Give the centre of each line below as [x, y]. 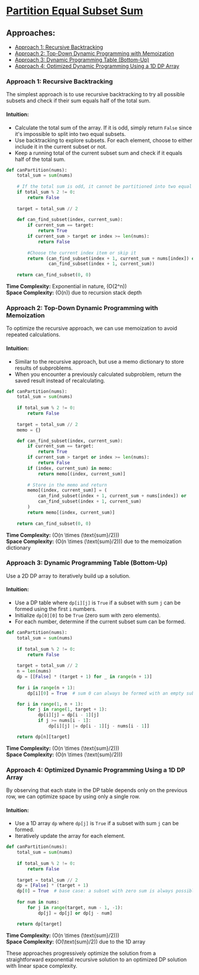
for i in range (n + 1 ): [46, 687]
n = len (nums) [34, 671]
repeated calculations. [33, 335]
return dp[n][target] [43, 737]
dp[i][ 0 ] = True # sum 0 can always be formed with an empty [106, 693]
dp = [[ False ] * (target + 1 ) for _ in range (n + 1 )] [84, 677]
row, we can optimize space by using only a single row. [73, 797]
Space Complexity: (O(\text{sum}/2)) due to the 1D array [76, 941]
